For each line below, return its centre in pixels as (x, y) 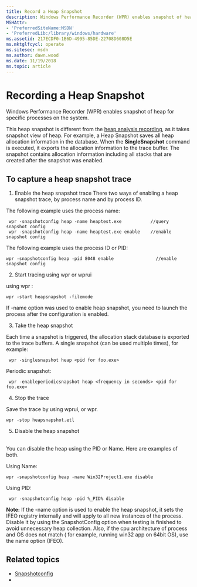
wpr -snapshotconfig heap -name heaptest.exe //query (89, 222)
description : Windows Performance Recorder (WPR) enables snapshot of (94, 17)
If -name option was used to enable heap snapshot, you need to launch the (97, 308)
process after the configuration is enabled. (57, 314)
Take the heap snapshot (44, 326)
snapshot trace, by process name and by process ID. (78, 199)
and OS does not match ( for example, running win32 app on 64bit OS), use (97, 535)
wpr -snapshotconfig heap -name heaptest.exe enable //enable (90, 232)
